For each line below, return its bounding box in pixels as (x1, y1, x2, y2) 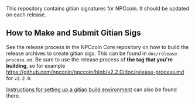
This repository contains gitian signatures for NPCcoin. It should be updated (6, 5, 190, 12)
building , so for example (6, 62, 66, 69)
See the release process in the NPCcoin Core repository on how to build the (6, 43, 189, 50)
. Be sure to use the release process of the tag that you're (32, 56, 173, 63)
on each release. (6, 11, 47, 18)
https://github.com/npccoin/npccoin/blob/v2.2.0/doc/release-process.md (6, 68, 184, 75)
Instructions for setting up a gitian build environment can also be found (6, 86, 177, 93)
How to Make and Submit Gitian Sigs (6, 28, 141, 38)
